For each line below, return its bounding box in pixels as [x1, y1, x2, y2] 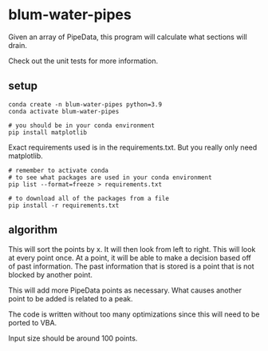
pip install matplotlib [8, 128, 88, 137]
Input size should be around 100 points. [8, 333, 138, 343]
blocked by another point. [8, 269, 93, 279]
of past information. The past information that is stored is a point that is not [8, 261, 254, 271]
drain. [8, 40, 28, 50]
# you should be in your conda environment [8, 122, 156, 130]
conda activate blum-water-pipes [8, 107, 120, 115]
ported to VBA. [8, 317, 57, 327]
